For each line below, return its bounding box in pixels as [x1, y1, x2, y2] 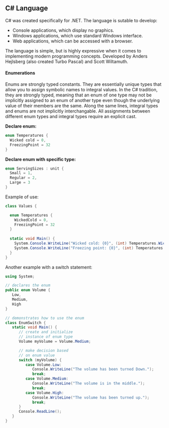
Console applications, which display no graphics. [12, 27, 114, 33]
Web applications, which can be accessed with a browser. [12, 38, 133, 44]
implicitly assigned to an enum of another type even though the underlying [5, 97, 160, 103]
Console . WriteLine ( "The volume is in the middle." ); [32, 381, 145, 386]
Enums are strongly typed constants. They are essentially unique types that [5, 81, 162, 87]
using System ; [5, 274, 35, 279]
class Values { [5, 203, 37, 208]
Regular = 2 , [10, 175, 37, 181]
